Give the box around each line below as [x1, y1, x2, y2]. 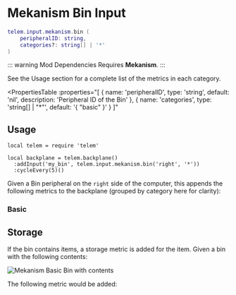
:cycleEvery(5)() [13, 167, 65, 174]
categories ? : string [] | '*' [20, 41, 106, 49]
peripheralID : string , [20, 35, 87, 42]
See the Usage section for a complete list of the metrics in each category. [7, 74, 221, 83]
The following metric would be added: [7, 279, 118, 288]
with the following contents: [7, 252, 88, 260]
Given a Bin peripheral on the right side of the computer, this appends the [7, 179, 223, 188]
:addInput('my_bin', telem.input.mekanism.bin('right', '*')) [13, 161, 200, 168]
